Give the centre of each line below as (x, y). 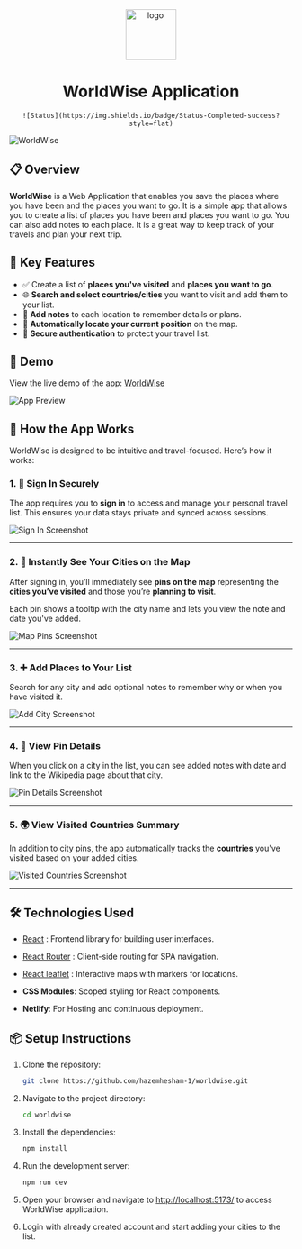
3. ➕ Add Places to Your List (71, 668)
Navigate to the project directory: (84, 1099)
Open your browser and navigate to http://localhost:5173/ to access (147, 1199)
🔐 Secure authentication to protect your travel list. (116, 333)
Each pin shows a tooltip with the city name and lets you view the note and (147, 608)
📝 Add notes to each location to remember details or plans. (132, 314)
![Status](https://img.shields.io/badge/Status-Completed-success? (151, 115)
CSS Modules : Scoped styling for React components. (121, 991)
